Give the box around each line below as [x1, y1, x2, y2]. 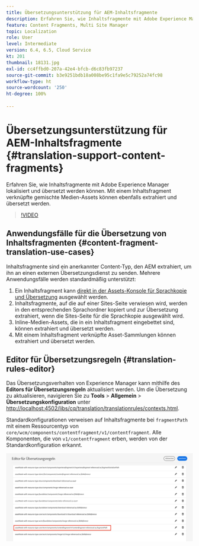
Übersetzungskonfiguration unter [6, 398, 91, 406]
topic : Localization [6, 28, 57, 34]
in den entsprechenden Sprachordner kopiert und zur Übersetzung [14, 306, 179, 313]
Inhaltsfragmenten [6, 238, 77, 248]
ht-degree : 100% [6, 91, 46, 97]
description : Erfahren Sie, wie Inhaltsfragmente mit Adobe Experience [6, 15, 187, 22]
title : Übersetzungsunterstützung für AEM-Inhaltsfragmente [6, 9, 158, 15]
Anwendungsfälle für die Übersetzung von [6, 228, 167, 239]
